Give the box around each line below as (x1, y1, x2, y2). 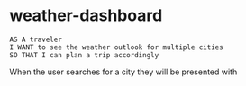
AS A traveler (9, 35, 63, 44)
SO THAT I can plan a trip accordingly (9, 50, 159, 59)
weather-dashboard (9, 5, 163, 26)
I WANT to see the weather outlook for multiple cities (9, 42, 223, 52)
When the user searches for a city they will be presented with (9, 66, 238, 77)
